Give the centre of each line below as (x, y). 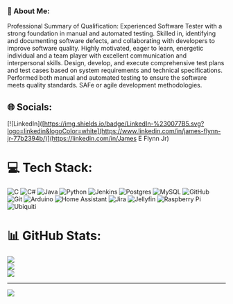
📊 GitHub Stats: (54, 236)
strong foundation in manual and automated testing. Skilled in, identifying (112, 33)
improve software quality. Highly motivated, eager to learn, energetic (105, 49)
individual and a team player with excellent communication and (97, 56)
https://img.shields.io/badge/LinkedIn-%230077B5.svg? (124, 124)
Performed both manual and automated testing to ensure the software (107, 78)
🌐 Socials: (30, 107)
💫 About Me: (28, 11)
